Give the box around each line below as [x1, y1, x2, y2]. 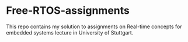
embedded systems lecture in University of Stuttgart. [6, 29, 134, 36]
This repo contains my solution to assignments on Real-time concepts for [6, 23, 182, 30]
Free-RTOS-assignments [6, 4, 130, 17]
